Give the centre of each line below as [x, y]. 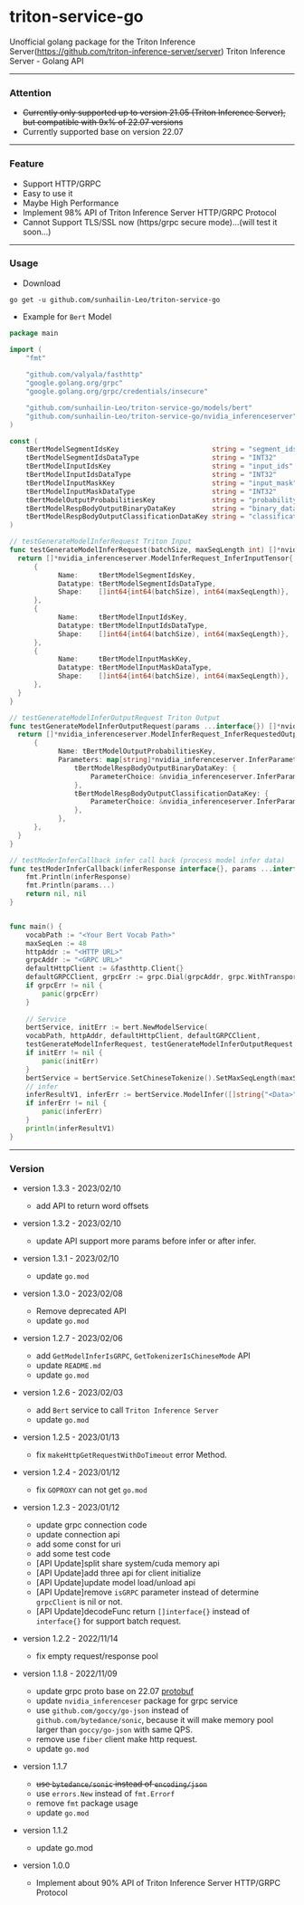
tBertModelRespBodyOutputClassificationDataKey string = [135, 517]
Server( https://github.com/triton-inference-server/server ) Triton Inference [147, 51]
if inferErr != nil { [66, 1103]
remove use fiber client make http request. [116, 1739]
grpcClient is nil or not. [79, 1602]
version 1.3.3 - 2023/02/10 [72, 1188]
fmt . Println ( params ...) [71, 886]
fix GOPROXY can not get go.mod [91, 1490]
